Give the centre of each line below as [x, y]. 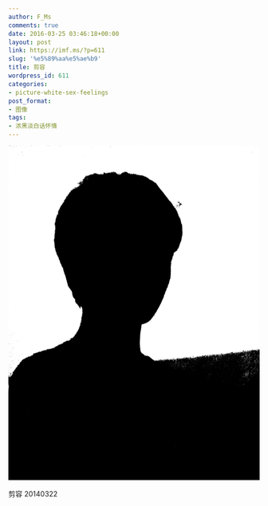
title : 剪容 [27, 68]
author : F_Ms [30, 17]
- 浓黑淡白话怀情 [33, 126]
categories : [28, 84]
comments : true [33, 25]
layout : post [30, 42]
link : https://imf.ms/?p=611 [57, 51]
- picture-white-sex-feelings [59, 92]
